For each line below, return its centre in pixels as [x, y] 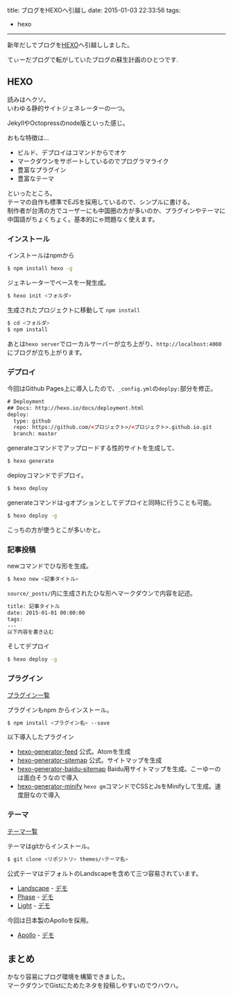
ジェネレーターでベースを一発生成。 [59, 282]
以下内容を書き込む [31, 632]
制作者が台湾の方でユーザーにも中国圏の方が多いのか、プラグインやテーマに [116, 210]
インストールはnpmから [41, 255]
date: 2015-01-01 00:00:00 [46, 613]
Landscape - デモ [42, 888]
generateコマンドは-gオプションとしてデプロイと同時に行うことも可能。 [111, 503]
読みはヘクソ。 [28, 99]
